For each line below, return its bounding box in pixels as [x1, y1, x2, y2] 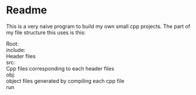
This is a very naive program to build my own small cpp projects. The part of [6, 23, 191, 30]
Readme [6, 3, 48, 17]
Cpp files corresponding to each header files [6, 65, 114, 72]
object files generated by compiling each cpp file [6, 77, 124, 85]
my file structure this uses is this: [6, 29, 86, 36]
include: [6, 46, 26, 53]
